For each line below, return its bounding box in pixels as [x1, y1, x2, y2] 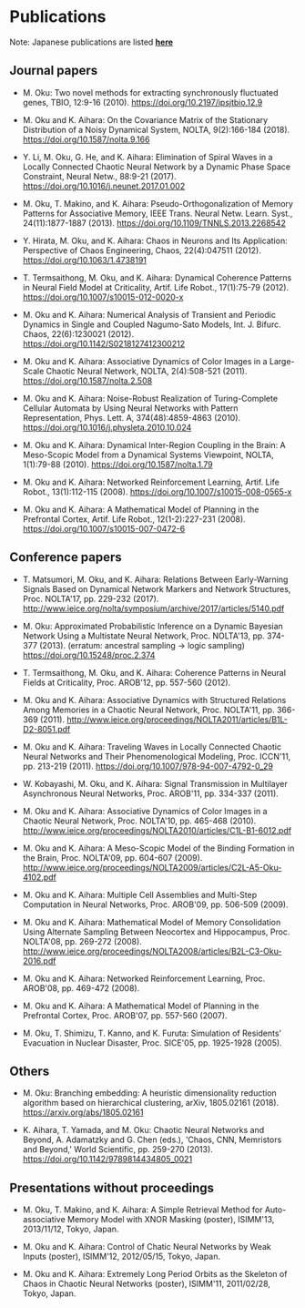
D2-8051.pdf [22, 723, 71, 734]
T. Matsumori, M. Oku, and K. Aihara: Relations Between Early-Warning [22, 574, 289, 585]
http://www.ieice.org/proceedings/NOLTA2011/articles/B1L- [66, 713, 289, 725]
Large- [269, 355, 295, 366]
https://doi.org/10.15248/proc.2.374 [22, 649, 156, 660]
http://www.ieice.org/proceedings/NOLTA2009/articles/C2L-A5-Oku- [22, 862, 282, 873]
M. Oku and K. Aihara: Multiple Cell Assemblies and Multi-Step [22, 889, 258, 900]
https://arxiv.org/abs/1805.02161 [22, 1107, 144, 1118]
